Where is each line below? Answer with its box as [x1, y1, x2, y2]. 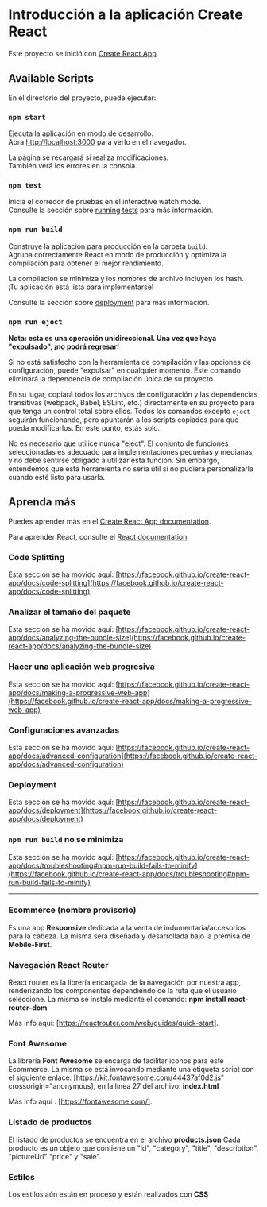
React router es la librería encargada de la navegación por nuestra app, [8, 977, 242, 987]
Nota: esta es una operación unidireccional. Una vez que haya [8, 333, 217, 342]
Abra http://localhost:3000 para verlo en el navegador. [8, 137, 187, 147]
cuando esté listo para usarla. [8, 472, 106, 482]
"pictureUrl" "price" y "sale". [8, 1151, 102, 1161]
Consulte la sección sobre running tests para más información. [8, 205, 214, 215]
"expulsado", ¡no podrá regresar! [8, 342, 120, 351]
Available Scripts [8, 72, 94, 85]
